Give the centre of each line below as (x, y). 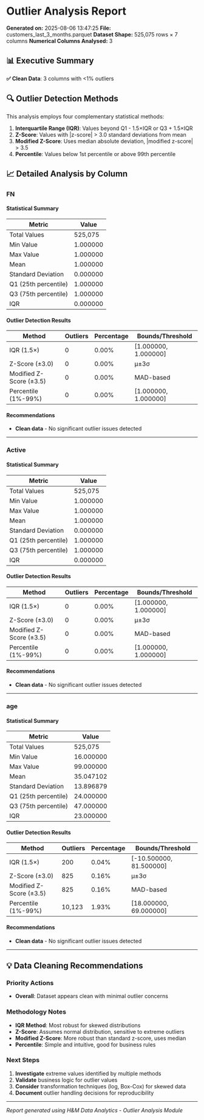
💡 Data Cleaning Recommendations (75, 965)
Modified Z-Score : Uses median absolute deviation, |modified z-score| (104, 141)
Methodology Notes (36, 1012)
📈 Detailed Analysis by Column (67, 173)
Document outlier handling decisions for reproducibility (84, 1093)
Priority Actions (30, 983)
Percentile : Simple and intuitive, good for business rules (85, 1044)
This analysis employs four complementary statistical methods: (85, 116)
